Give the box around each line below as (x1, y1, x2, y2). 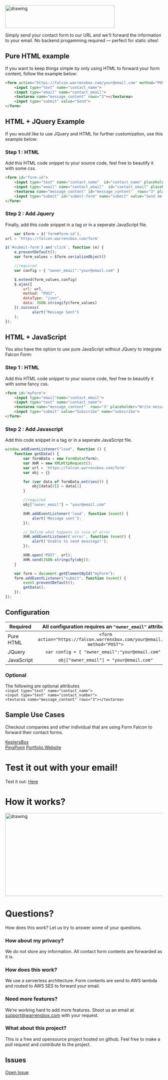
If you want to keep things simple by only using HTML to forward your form (5, 65, 160, 71)
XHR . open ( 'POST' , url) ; (23, 553, 72, 558)
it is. (5, 954, 14, 960)
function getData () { (14, 451, 59, 457)
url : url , (23, 286, 43, 291)
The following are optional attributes (5, 683, 80, 689)
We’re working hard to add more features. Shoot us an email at (5, 1007, 134, 1013)
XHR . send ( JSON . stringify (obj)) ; (23, 557, 91, 562)
